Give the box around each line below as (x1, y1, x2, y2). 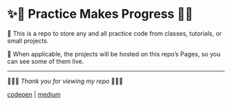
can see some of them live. (7, 57, 84, 65)
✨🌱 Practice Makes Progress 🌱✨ (7, 6, 193, 22)
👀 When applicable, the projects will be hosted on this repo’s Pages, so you (7, 49, 221, 58)
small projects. (7, 36, 49, 45)
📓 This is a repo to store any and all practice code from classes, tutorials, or (7, 29, 222, 37)
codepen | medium (7, 90, 61, 98)
